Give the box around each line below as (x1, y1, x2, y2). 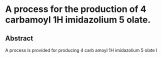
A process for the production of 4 (5, 3, 146, 15)
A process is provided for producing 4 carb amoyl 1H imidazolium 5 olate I (5, 47, 157, 53)
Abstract (5, 34, 33, 42)
